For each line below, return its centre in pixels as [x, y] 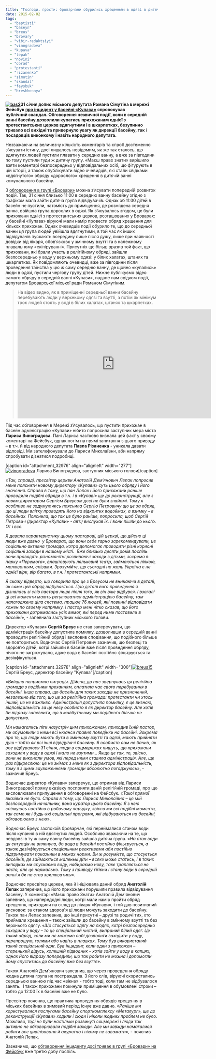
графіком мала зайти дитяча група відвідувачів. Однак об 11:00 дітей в [78, 201]
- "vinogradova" [26, 46]
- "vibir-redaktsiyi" [32, 41]
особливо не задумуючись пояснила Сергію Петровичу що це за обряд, [81, 506]
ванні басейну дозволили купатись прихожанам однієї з [66, 120]
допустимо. [17, 718]
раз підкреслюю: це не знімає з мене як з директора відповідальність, [79, 763]
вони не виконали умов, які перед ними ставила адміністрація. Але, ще [80, 758]
